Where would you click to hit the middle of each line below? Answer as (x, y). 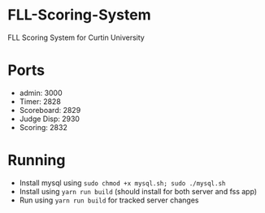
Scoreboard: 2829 (50, 110)
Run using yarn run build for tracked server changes (109, 200)
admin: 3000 (41, 93)
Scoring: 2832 (43, 127)
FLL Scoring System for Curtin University (76, 37)
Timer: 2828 (40, 101)
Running (37, 161)
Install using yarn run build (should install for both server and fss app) (138, 191)
